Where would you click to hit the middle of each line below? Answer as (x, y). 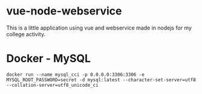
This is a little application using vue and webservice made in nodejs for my (99, 28)
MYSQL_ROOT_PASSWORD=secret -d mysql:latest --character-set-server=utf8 (101, 80)
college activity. (26, 34)
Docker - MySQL (49, 59)
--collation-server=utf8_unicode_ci (52, 85)
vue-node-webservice (64, 11)
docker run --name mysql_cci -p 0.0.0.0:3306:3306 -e (76, 74)
